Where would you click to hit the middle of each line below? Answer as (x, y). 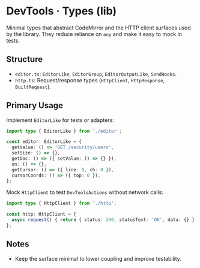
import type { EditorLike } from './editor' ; (64, 131)
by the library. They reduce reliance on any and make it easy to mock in (94, 34)
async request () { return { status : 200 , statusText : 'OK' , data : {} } (103, 220)
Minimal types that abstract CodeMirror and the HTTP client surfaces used (98, 28)
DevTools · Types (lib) (62, 11)
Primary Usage (35, 105)
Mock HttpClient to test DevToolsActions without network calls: (85, 192)
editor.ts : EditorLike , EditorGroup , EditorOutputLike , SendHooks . (96, 74)
